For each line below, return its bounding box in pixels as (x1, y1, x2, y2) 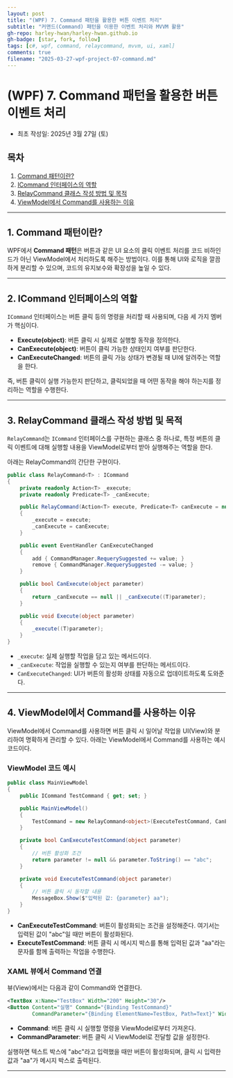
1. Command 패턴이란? (7, 226, 103, 238)
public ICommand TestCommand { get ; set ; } (19, 792, 148, 799)
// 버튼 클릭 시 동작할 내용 (32, 889, 102, 896)
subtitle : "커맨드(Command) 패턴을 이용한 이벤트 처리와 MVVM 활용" (7, 23, 184, 30)
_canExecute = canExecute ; (32, 523, 110, 530)
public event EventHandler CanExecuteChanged (19, 542, 154, 549)
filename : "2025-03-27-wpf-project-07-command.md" (7, 56, 157, 63)
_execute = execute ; (32, 517, 92, 524)
